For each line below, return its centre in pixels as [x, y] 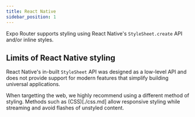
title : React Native [31, 11]
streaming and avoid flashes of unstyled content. [65, 108]
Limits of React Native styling [61, 58]
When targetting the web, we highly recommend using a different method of [98, 95]
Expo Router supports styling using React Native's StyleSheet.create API [94, 33]
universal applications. [33, 84]
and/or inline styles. [30, 40]
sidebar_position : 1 [31, 17]
